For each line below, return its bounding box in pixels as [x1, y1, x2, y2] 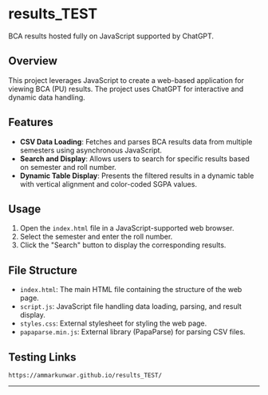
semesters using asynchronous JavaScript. [19, 145, 162, 155]
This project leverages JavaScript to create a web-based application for [8, 75, 245, 85]
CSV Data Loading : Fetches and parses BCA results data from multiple [19, 136, 253, 146]
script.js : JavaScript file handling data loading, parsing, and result [19, 302, 242, 311]
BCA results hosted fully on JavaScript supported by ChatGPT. [8, 31, 214, 41]
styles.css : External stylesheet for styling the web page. [19, 318, 207, 328]
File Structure [8, 263, 77, 277]
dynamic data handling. [8, 93, 85, 102]
